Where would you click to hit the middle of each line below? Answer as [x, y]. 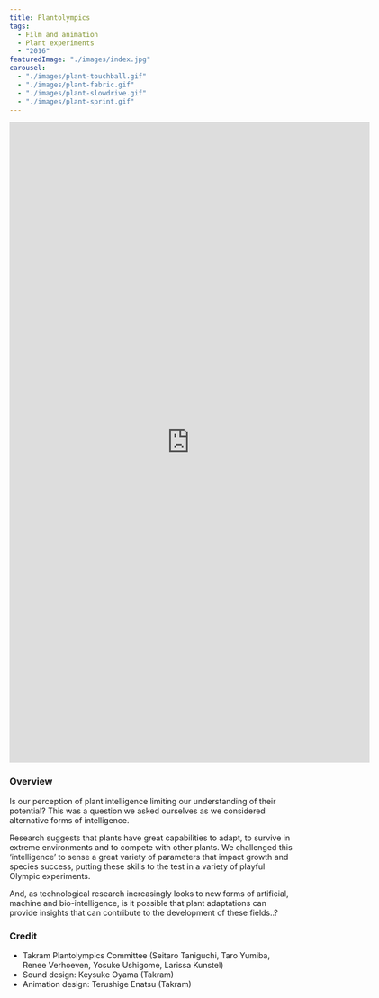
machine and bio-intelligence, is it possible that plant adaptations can [138, 903]
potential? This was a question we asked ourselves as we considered [137, 811]
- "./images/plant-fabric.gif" [76, 85]
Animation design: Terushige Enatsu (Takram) [107, 984]
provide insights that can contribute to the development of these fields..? [144, 912]
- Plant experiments [56, 43]
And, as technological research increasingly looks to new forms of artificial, [149, 894]
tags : [19, 26]
